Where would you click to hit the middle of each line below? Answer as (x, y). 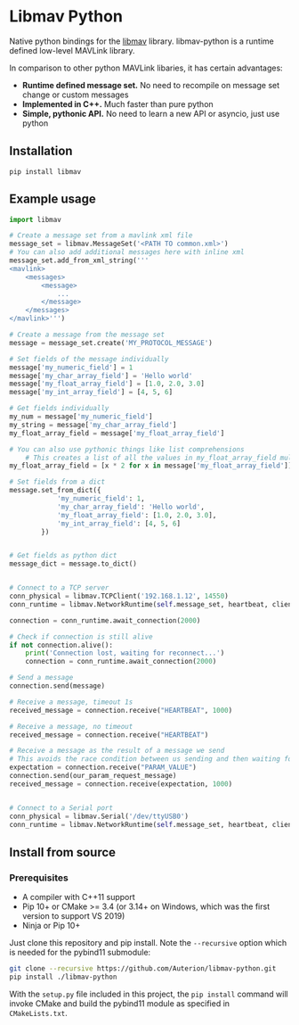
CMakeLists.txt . (39, 1013)
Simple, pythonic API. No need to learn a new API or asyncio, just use (151, 113)
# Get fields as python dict (63, 556)
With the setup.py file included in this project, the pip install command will (149, 994)
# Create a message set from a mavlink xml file (101, 236)
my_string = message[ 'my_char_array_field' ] (93, 425)
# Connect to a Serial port (61, 808)
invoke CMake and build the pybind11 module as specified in (119, 1003)
